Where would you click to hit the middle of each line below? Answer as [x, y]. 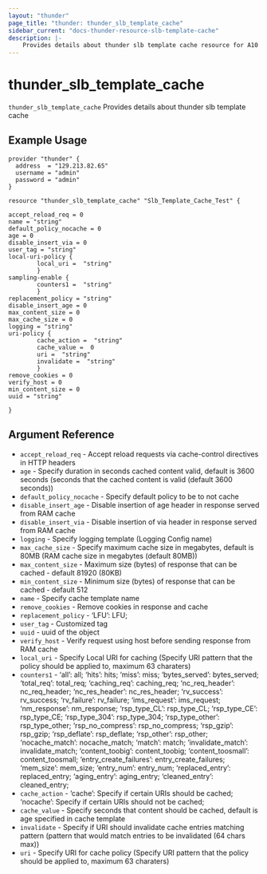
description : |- [35, 38]
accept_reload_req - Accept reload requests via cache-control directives [139, 454]
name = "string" [35, 221]
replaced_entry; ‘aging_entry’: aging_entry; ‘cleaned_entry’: [116, 776]
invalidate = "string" [76, 361]
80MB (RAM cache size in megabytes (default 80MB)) [108, 556]
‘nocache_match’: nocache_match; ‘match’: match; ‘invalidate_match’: [134, 742]
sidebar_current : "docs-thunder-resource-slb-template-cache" [114, 30]
